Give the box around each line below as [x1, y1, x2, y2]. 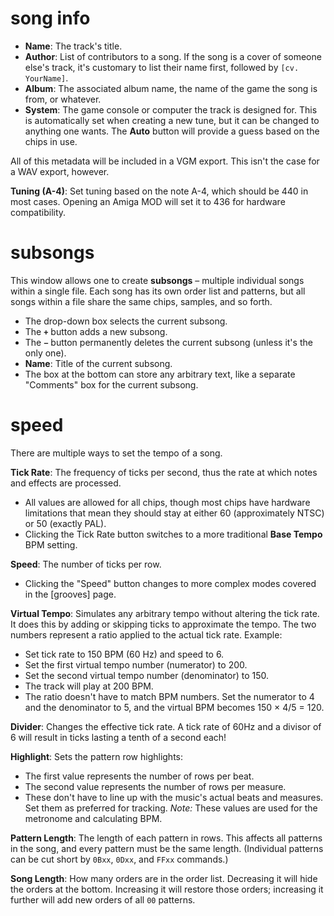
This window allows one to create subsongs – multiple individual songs [10, 274, 305, 286]
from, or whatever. [24, 93, 102, 105]
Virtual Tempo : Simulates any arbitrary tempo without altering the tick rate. [10, 607, 320, 619]
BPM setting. [24, 538, 78, 551]
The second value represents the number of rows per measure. [24, 780, 287, 792]
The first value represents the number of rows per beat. [24, 770, 255, 782]
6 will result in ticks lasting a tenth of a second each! [10, 731, 227, 743]
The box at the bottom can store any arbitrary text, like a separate [24, 368, 296, 380]
